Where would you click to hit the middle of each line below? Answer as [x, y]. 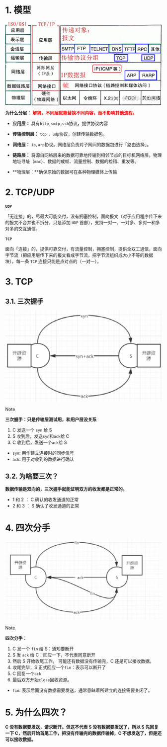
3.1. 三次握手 [24, 301]
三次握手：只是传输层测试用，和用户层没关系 [51, 419]
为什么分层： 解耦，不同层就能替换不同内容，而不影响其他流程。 [71, 113]
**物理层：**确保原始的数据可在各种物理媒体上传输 [65, 172]
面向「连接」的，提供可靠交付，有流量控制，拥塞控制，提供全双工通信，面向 [83, 249]
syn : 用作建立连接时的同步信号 [43, 453]
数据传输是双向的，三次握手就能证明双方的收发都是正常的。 [66, 489]
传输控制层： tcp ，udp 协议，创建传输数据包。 [60, 134]
